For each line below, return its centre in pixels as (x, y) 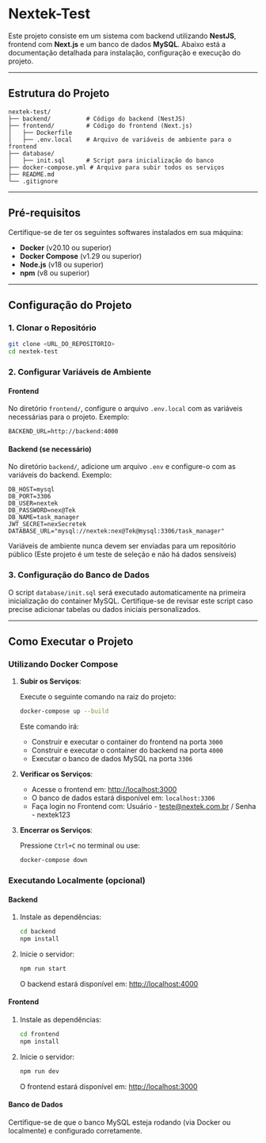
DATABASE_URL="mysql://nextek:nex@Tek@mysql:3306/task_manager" (116, 531)
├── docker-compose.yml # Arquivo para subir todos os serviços (116, 167)
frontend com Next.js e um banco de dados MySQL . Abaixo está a (117, 44)
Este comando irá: (49, 726)
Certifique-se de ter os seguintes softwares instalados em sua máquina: (126, 232)
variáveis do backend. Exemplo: (60, 475)
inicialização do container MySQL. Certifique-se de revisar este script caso (131, 601)
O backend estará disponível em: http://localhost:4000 (109, 983)
